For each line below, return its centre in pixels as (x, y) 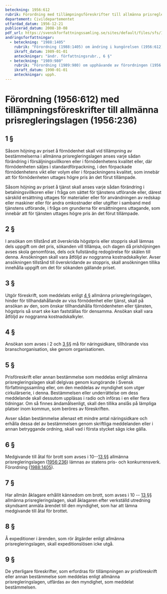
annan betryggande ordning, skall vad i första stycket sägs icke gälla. (76, 429)
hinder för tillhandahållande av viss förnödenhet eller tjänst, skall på (75, 300)
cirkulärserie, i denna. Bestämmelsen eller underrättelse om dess (72, 393)
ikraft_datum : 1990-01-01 (41, 70)
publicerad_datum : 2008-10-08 (37, 28)
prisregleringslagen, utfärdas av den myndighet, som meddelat (70, 582)
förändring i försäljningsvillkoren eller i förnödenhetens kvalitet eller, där (79, 161)
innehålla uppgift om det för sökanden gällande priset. (60, 268)
